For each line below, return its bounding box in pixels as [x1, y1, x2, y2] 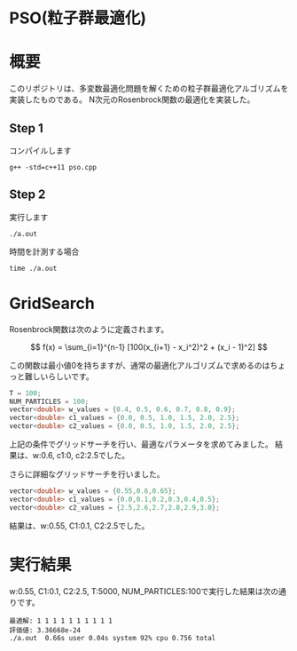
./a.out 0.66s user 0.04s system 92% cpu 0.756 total [9, 633, 216, 642]
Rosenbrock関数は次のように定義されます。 [9, 323, 169, 334]
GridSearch [9, 293, 95, 314]
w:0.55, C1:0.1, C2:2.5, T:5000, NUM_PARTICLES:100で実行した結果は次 [9, 585, 271, 596]
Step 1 [9, 121, 44, 136]
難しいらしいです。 [24, 370, 95, 382]
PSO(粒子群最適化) [9, 8, 147, 28]
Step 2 [9, 187, 46, 202]
